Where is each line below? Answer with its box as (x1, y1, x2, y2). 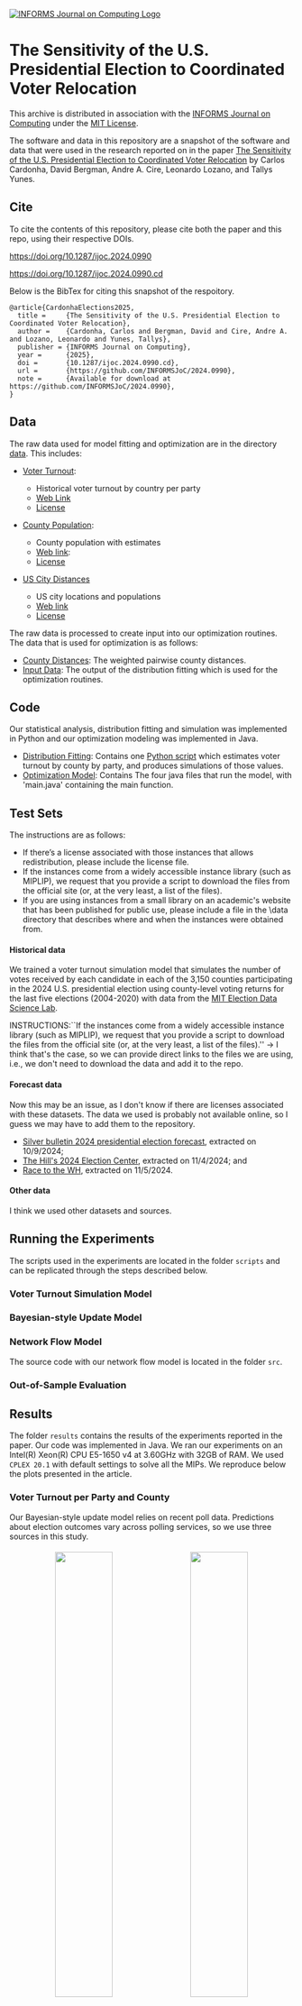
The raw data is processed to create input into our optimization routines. (9, 627, 278, 638)
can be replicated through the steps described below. (9, 1265, 208, 1276)
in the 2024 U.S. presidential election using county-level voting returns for (9, 984, 285, 994)
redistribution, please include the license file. (22, 856, 189, 867)
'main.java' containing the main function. (22, 780, 174, 791)
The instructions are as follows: (9, 829, 126, 840)
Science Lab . (9, 1003, 59, 1013)
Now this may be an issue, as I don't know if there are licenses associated (9, 1099, 284, 1110)
